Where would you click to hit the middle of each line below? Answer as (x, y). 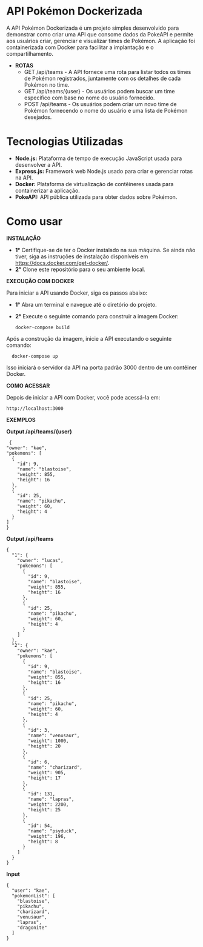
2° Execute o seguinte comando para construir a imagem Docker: (97, 316)
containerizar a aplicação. (47, 190)
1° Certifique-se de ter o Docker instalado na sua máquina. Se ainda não (105, 250)
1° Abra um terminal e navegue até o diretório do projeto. (86, 304)
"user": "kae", (31, 890)
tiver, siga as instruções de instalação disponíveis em (82, 256)
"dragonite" (32, 928)
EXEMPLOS (21, 420)
